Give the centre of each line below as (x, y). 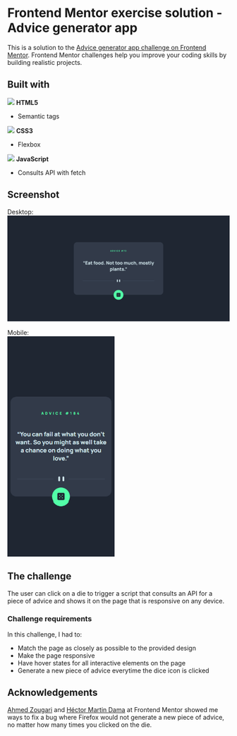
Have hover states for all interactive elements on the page (101, 663)
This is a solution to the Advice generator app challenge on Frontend (107, 47)
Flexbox (29, 144)
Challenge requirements (50, 619)
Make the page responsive (56, 655)
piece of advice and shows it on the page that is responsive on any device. (116, 601)
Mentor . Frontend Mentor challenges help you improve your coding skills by (117, 55)
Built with (29, 85)
